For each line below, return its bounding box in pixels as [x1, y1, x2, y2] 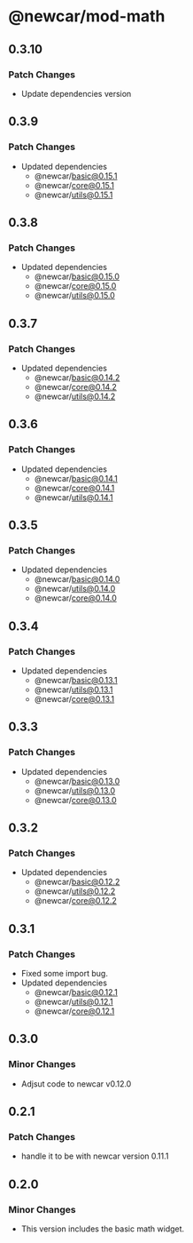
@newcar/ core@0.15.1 [34, 179, 114, 190]
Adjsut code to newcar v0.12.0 [20, 1078, 132, 1089]
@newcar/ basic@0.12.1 [34, 987, 119, 998]
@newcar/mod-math [8, 6, 166, 27]
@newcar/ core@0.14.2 [34, 381, 117, 392]
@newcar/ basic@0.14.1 [34, 473, 119, 483]
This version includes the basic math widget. [20, 1223, 185, 1234]
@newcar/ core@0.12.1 [34, 1006, 115, 1016]
